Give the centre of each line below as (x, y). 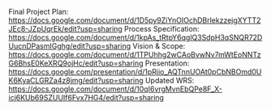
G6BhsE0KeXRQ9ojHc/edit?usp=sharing (76, 63)
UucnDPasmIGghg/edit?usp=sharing (70, 46)
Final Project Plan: (39, 12)
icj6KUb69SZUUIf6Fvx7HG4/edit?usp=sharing (86, 97)
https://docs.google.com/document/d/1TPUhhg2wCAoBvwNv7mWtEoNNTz (135, 55)
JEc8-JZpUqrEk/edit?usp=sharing (66, 29)
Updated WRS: (170, 80)
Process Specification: (162, 29)
